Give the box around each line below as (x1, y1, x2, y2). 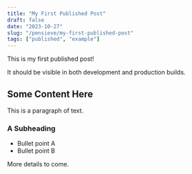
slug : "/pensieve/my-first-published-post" (7, 29, 134, 37)
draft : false (7, 17, 45, 23)
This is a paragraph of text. (7, 106, 84, 115)
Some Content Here (7, 88, 94, 100)
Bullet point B (17, 146, 56, 155)
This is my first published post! (7, 55, 94, 63)
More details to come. (7, 160, 70, 168)
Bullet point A (17, 139, 56, 148)
